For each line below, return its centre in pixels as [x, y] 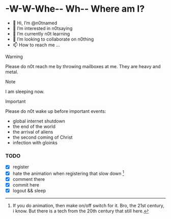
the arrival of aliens [33, 132]
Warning [14, 56]
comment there [28, 179]
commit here [26, 185]
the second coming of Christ [42, 137]
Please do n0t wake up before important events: [56, 111]
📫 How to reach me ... [36, 45]
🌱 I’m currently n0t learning [41, 34]
